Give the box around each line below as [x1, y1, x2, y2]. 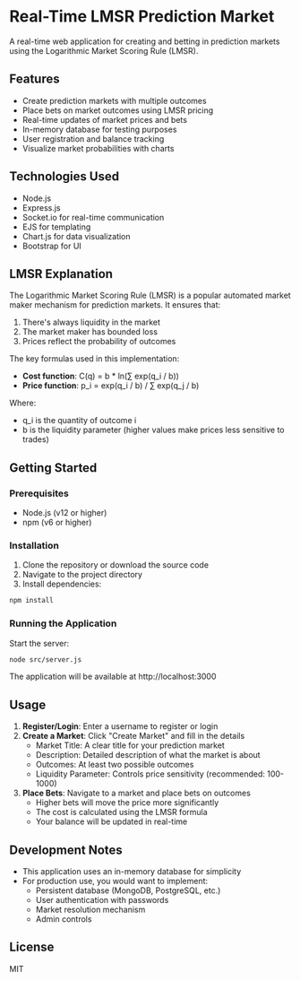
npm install [9, 596, 54, 605]
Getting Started [9, 460, 98, 475]
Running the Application [9, 617, 117, 629]
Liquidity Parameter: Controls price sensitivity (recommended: [35, 768, 266, 779]
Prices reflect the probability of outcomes [21, 336, 176, 347]
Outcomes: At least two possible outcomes [35, 760, 194, 770]
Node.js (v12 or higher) [21, 508, 107, 518]
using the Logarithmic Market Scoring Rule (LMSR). [9, 45, 199, 56]
